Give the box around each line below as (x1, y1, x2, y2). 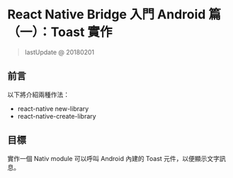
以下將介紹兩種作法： (7, 90, 69, 99)
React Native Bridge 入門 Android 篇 (7, 6, 222, 23)
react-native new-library (17, 104, 89, 113)
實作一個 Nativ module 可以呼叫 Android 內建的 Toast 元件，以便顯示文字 (7, 154, 220, 162)
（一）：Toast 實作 (7, 24, 113, 40)
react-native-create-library (17, 112, 97, 120)
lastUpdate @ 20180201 (24, 47, 95, 57)
